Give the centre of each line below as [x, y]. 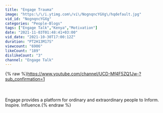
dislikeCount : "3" [24, 55]
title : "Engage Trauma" [29, 10]
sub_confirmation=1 [25, 79]
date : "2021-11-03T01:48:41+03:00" [41, 32]
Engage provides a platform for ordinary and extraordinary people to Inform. [82, 100]
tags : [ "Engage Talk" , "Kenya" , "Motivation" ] [51, 28]
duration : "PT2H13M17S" [29, 42]
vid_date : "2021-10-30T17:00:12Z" [41, 37]
